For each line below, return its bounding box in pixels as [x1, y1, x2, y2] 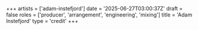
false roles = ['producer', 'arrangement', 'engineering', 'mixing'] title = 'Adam [6, 11, 193, 18]
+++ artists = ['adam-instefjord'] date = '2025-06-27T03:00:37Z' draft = [6, 5, 183, 12]
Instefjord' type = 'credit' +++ [6, 18, 79, 24]
